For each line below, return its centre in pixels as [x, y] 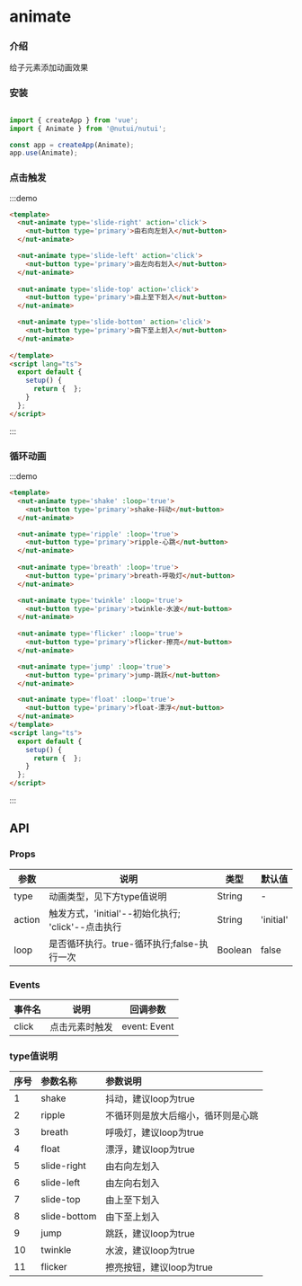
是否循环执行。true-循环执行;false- [124, 944]
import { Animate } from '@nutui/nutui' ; [88, 129]
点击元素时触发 [82, 1026]
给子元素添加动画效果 [49, 67]
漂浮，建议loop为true [150, 1149]
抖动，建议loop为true [150, 1099]
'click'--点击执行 [85, 927]
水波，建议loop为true [150, 1251]
